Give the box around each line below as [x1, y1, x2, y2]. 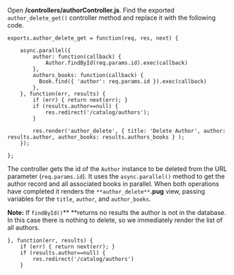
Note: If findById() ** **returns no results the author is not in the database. [7, 209, 226, 216]
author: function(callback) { [33, 53, 122, 60]
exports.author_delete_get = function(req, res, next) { [7, 35, 179, 42]
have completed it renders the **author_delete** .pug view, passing [7, 187, 206, 195]
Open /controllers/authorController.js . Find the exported [7, 6, 175, 14]
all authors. [7, 223, 40, 232]
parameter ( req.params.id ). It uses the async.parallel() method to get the [7, 172, 225, 180]
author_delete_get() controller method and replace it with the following [7, 13, 216, 22]
